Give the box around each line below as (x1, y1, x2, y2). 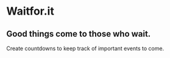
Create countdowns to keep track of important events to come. (6, 45, 165, 52)
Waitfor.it (6, 4, 55, 18)
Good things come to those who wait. (6, 29, 151, 39)
